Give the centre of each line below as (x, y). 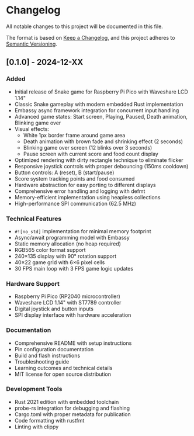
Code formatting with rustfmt (49, 420)
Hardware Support (33, 283)
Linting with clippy (37, 427)
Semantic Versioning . (32, 44)
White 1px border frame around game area (74, 135)
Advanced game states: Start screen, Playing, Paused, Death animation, (101, 116)
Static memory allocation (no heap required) (68, 244)
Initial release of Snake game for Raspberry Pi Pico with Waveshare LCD (101, 92)
